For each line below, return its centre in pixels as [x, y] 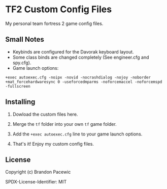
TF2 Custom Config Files [59, 9]
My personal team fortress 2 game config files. [54, 23]
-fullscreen [18, 86]
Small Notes [25, 39]
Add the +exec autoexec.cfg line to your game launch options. [77, 134]
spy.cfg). [22, 63]
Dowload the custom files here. [45, 114]
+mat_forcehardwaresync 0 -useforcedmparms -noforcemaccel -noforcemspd [84, 82]
